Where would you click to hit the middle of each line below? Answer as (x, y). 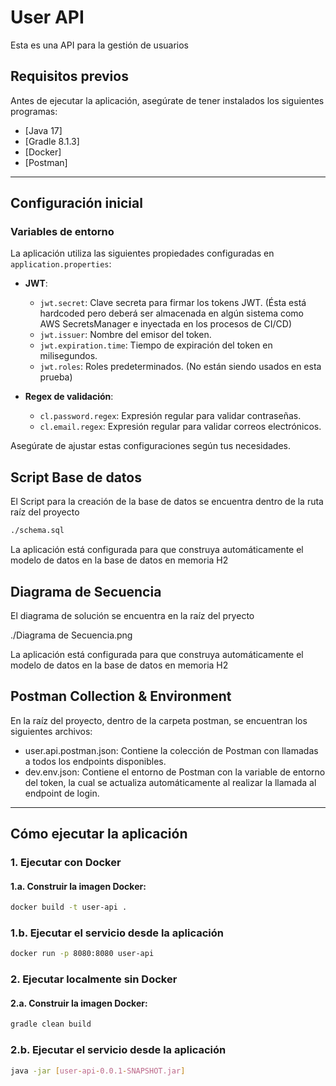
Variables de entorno (62, 232)
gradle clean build (51, 1024)
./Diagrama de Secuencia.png (71, 635)
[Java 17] (43, 130)
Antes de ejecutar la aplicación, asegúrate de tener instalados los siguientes (167, 100)
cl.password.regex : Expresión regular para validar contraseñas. (170, 416)
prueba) (56, 377)
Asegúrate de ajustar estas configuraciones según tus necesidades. (150, 446)
